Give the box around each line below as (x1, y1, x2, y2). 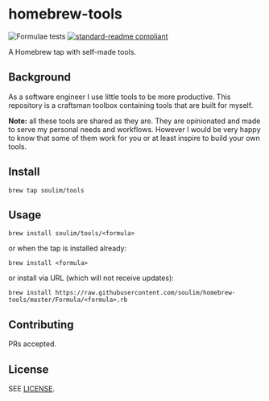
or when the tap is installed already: (8, 243, 127, 254)
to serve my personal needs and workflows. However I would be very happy (8, 124, 261, 134)
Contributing (8, 317, 74, 331)
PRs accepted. (8, 339, 57, 349)
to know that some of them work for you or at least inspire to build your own (8, 133, 260, 143)
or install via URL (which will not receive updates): (8, 273, 175, 283)
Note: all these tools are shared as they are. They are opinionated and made (8, 116, 261, 126)
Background (8, 70, 71, 85)
